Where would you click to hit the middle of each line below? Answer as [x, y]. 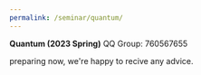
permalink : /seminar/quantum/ [67, 18]
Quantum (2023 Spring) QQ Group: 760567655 [99, 43]
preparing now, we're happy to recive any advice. [101, 61]
